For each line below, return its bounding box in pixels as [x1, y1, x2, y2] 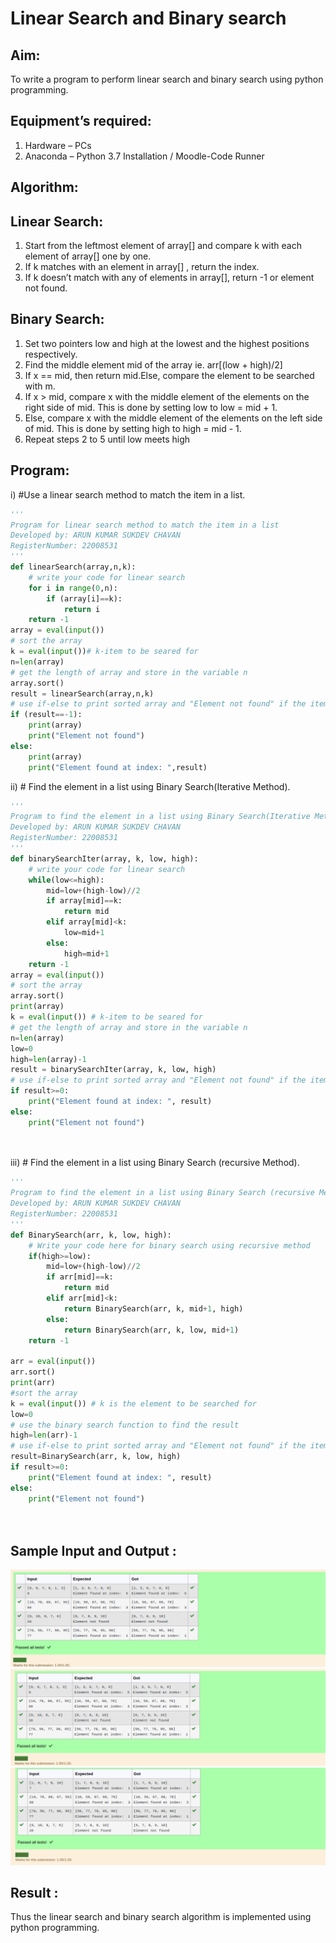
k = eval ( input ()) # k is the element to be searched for [10, 1398, 257, 1409]
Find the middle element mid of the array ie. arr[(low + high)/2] [24, 358, 283, 371]
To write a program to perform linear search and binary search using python [10, 73, 324, 85]
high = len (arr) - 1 [10, 1430, 78, 1441]
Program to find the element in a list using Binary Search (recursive [10, 1188, 315, 1198]
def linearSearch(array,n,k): [10, 562, 137, 572]
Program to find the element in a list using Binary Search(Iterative [10, 812, 311, 822]
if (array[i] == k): [46, 593, 123, 604]
